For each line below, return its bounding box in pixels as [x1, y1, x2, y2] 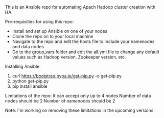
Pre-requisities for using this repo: [5, 19, 74, 24]
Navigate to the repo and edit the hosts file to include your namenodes [12, 39, 155, 44]
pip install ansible [12, 83, 47, 89]
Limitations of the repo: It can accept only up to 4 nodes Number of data [5, 93, 151, 98]
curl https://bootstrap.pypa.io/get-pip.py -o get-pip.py [12, 73, 122, 79]
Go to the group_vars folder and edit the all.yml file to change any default [12, 49, 160, 55]
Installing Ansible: [5, 63, 41, 69]
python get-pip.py [12, 78, 49, 84]
